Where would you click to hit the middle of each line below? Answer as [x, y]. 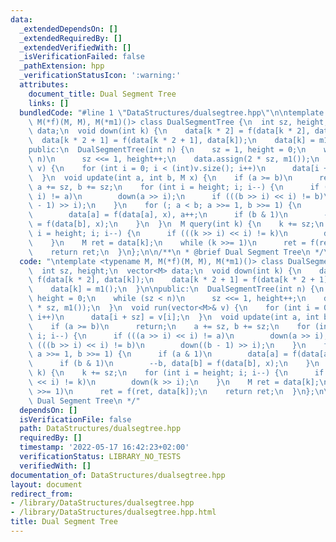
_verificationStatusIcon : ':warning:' [100, 76]
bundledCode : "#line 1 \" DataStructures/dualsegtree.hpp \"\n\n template [172, 112]
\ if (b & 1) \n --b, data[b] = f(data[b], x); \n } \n [174, 364]
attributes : [44, 85]
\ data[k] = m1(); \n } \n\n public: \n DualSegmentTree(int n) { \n [176, 289]
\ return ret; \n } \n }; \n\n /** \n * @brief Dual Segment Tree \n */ [176, 252]
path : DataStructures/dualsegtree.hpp [100, 429]
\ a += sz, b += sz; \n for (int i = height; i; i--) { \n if [174, 187]
